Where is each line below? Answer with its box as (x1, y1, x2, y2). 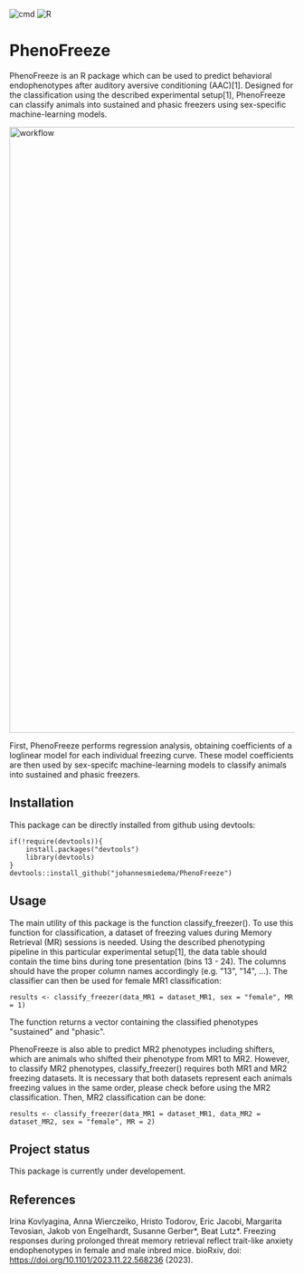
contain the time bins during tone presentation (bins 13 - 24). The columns (9, 956, 287, 967)
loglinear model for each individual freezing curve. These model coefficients (9, 749, 294, 760)
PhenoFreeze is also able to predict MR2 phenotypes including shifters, (9, 1043, 276, 1055)
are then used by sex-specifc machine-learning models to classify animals (9, 759, 287, 770)
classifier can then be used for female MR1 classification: (9, 975, 222, 986)
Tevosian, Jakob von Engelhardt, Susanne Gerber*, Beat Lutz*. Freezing (9, 1226, 277, 1237)
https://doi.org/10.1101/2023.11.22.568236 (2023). (9, 1255, 194, 1266)
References (9, 1192, 76, 1207)
